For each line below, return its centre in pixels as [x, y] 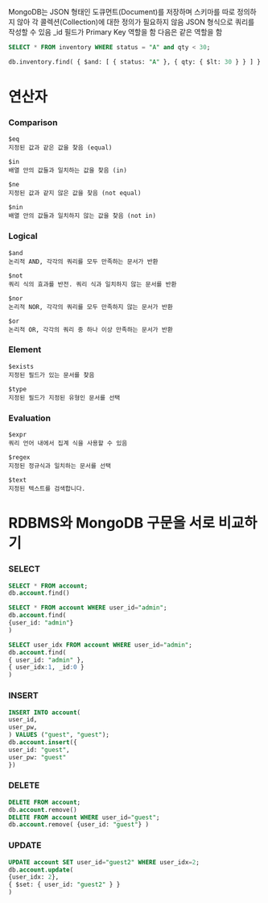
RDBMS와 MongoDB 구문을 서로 [112, 523]
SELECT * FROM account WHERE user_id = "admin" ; [88, 608]
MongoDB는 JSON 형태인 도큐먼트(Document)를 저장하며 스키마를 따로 [122, 12]
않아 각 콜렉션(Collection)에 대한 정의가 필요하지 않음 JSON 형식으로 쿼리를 [136, 22]
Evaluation [29, 418]
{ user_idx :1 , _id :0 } [46, 667]
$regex [19, 458]
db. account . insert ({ [43, 742]
